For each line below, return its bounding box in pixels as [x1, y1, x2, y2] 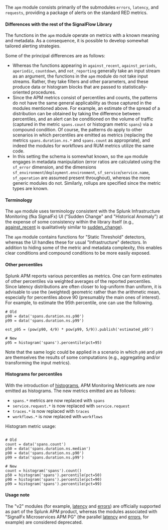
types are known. [12, 186, 49, 192]
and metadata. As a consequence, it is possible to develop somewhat [5, 38, 149, 44]
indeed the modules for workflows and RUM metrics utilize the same [12, 143, 154, 149]
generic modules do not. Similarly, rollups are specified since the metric [12, 180, 161, 186]
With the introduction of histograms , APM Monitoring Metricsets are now [5, 382, 155, 388]
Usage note [5, 492, 30, 498]
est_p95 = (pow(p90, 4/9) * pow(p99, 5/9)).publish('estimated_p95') [5, 327, 154, 332]
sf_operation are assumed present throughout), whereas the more [12, 175, 150, 181]
